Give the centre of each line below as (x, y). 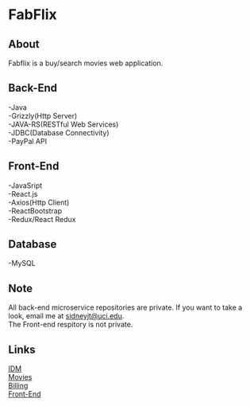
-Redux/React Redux (42, 219)
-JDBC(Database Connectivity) (59, 132)
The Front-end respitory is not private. (71, 325)
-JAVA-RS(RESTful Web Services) (63, 124)
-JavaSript (25, 185)
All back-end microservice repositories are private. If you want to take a (125, 307)
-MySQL (22, 264)
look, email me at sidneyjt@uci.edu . (66, 316)
